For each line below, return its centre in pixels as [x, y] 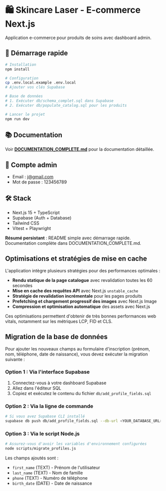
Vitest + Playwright [32, 228]
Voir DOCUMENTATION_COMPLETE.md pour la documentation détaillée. [80, 149]
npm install [17, 69]
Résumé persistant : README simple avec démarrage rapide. [68, 238]
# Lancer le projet [25, 114]
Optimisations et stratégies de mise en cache [76, 259]
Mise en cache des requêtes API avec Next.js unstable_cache [75, 291]
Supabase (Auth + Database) [42, 218]
